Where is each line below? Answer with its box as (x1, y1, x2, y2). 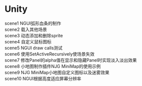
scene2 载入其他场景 (4, 26, 47, 32)
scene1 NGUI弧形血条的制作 (4, 20, 61, 26)
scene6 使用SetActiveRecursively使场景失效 (4, 51, 95, 57)
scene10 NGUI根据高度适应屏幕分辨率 (4, 75, 82, 82)
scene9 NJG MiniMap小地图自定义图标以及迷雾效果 (4, 69, 110, 75)
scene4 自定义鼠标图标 (4, 38, 51, 45)
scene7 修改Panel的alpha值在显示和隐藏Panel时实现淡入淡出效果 (4, 57, 137, 63)
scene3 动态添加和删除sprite (4, 32, 63, 38)
